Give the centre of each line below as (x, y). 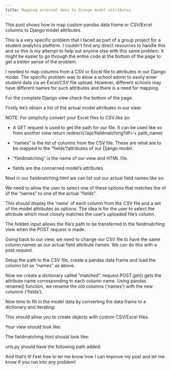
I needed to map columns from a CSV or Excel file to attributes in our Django (86, 72)
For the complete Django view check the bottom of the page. (69, 98)
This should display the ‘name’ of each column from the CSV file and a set (83, 203)
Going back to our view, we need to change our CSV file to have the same (83, 239)
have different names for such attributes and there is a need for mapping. (82, 88)
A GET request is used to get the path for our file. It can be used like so (87, 127)
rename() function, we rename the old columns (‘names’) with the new (79, 286)
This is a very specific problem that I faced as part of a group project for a (83, 40)
